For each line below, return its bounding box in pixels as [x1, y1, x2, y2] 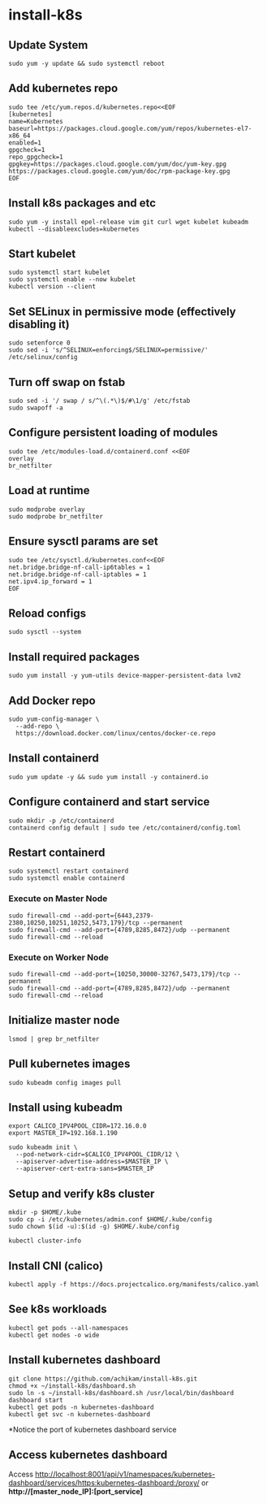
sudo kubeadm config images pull [8, 1078, 122, 1086]
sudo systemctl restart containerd [8, 867, 129, 875]
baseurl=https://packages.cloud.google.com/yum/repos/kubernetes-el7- [8, 124, 252, 132]
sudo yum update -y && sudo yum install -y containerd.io [8, 773, 209, 781]
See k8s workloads [8, 1302, 107, 1316]
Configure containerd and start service [8, 795, 210, 809]
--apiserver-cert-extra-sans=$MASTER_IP [15, 1164, 154, 1173]
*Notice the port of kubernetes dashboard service [8, 1424, 177, 1434]
